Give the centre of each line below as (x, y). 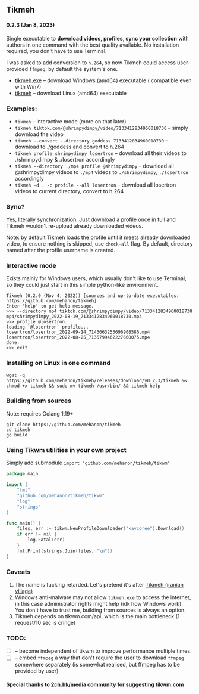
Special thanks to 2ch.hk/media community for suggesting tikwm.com (95, 684)
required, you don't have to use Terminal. (56, 51)
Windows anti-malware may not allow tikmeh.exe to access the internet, (103, 597)
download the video (39, 134)
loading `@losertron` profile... (48, 327)
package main (22, 474)
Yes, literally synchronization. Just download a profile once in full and (91, 219)
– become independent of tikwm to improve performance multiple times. (103, 651)
